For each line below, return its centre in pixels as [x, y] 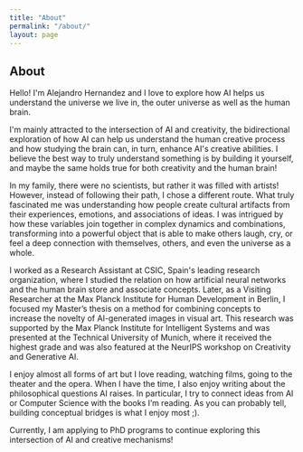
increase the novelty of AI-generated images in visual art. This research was [151, 318]
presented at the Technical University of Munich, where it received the [141, 338]
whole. [22, 253]
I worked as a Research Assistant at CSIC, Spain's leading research [135, 270]
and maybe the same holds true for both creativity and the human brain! [143, 168]
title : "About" [38, 18]
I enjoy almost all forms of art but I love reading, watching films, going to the [151, 374]
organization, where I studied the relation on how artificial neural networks [148, 280]
